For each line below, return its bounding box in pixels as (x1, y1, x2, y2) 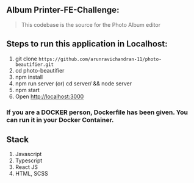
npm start (15, 86, 40, 93)
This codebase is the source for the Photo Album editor (21, 21, 160, 28)
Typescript (15, 157, 43, 164)
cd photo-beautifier (15, 66, 65, 74)
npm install (15, 73, 43, 81)
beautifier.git (15, 61, 54, 68)
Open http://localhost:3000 (15, 93, 84, 100)
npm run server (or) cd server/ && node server (15, 79, 132, 87)
